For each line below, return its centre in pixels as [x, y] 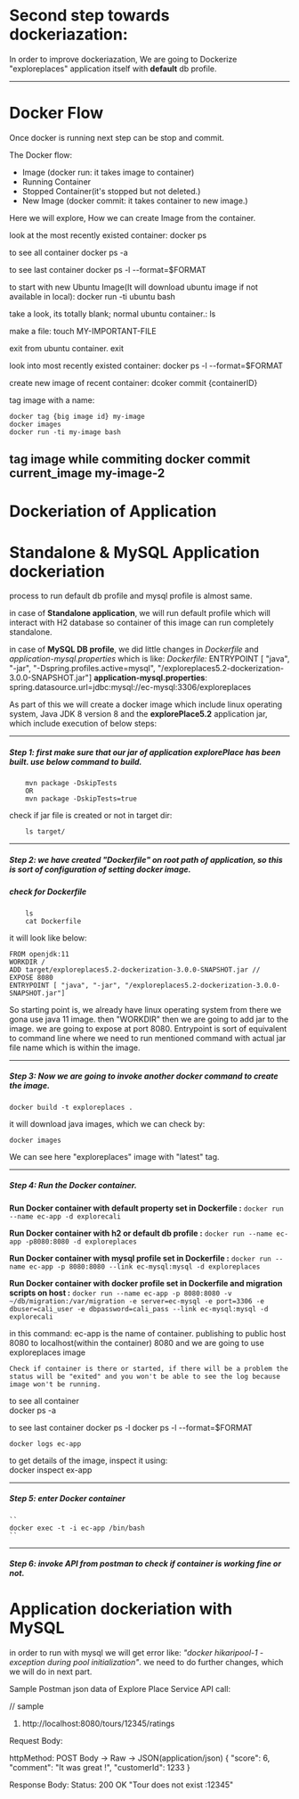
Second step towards [89, 16]
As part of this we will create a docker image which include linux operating [146, 704]
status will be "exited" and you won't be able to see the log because [145, 1376]
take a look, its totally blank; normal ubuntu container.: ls [113, 314]
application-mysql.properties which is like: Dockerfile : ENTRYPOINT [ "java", [149, 659]
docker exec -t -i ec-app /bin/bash [77, 1528]
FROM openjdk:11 [39, 954]
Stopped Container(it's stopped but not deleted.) [111, 191]
